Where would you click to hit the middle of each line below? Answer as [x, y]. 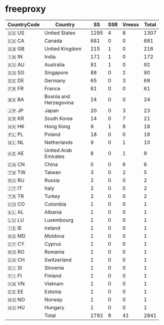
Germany [55, 80]
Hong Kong [58, 126]
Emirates [55, 156]
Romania [55, 252]
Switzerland [58, 259]
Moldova [54, 236]
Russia [52, 180]
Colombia [56, 204]
